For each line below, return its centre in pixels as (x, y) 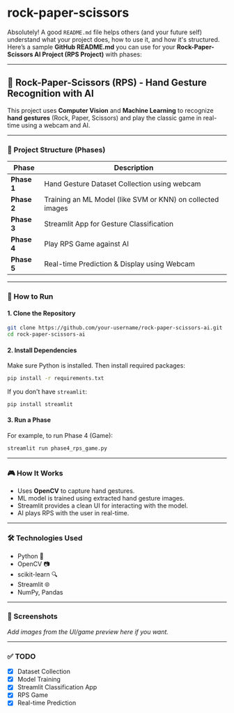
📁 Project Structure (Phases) (56, 150)
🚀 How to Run (30, 296)
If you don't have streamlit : (47, 392)
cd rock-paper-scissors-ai (46, 335)
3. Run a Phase (29, 420)
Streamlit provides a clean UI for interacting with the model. (102, 506)
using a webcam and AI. (56, 125)
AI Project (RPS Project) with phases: (88, 54)
